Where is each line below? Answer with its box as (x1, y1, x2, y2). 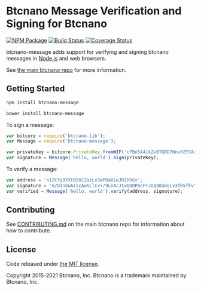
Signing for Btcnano (6, 17, 108, 31)
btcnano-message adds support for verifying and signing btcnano (6, 48, 169, 55)
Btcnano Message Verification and (6, 4, 182, 18)
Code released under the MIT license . (6, 260, 99, 268)
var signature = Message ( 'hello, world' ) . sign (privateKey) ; (6, 154, 160, 161)
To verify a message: (6, 166, 58, 172)
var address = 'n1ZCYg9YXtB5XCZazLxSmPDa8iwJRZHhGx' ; (6, 177, 144, 183)
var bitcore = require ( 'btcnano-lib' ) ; (6, 133, 106, 139)
